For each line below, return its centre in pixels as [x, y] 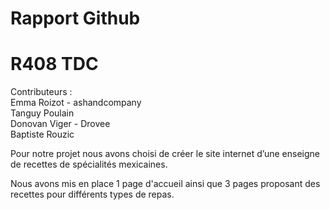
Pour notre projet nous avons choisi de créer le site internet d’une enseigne [165, 154]
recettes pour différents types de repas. [92, 194]
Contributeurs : [41, 92]
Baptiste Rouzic [42, 134]
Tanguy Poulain [42, 113]
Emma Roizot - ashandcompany [76, 103]
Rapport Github [75, 18]
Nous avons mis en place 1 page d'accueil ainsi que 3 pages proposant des [165, 184]
